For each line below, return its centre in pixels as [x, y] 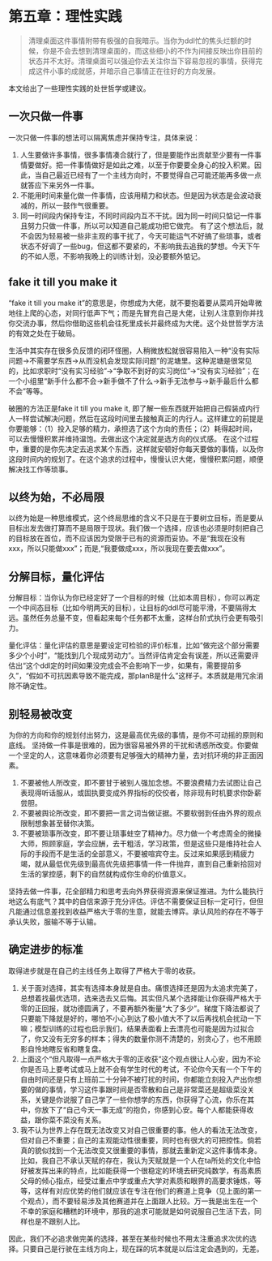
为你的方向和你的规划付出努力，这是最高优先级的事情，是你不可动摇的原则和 [136, 735]
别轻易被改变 [40, 714]
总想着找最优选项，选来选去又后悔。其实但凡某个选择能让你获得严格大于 [140, 998]
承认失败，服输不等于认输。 [55, 921]
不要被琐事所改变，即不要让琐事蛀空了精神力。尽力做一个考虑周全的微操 [140, 833]
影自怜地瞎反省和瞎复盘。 [63, 1048]
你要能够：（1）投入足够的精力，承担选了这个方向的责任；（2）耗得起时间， [133, 428]
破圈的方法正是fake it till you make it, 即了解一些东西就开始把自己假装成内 [131, 408]
